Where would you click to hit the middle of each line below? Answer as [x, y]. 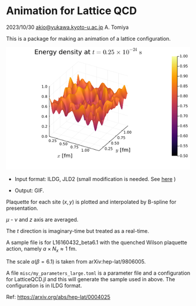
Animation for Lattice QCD [72, 11]
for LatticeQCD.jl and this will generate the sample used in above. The [91, 279]
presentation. [22, 208]
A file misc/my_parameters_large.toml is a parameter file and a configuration [98, 273]
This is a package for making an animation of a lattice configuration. [89, 38]
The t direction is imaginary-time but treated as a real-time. [78, 231]
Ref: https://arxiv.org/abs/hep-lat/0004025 [58, 297]
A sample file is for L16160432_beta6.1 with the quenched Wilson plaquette [97, 242]
